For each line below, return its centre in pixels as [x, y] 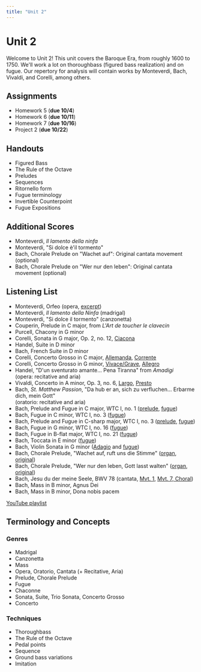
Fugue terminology [38, 195]
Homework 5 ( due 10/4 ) [45, 110]
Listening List [32, 292]
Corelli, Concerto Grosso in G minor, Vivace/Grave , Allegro [87, 363]
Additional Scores [40, 227]
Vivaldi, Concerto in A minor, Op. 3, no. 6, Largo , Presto [83, 383]
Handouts [25, 149]
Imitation [26, 664]
